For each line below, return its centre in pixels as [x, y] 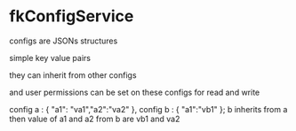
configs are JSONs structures [64, 41]
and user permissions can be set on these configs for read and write [135, 92]
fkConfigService [72, 16]
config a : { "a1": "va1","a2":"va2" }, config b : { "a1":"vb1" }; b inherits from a [148, 109]
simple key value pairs [50, 58]
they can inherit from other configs [73, 75]
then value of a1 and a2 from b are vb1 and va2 [95, 119]
